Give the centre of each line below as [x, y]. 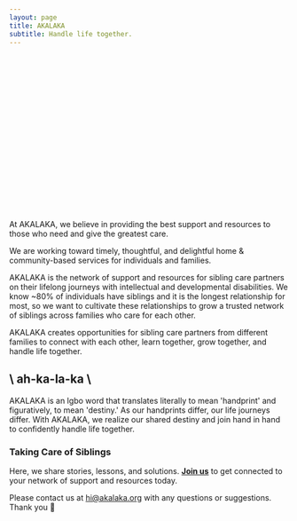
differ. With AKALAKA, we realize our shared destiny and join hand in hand [145, 419]
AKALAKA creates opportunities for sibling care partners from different [139, 332]
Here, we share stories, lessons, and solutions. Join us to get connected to [146, 470]
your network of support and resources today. [93, 480]
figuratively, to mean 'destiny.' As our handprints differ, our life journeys [140, 410]
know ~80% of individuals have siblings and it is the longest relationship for [147, 296]
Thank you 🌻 [32, 507]
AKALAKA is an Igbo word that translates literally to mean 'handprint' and [143, 400]
